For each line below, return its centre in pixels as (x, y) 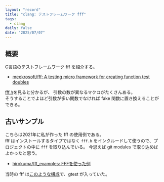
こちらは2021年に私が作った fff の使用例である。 (55, 135)
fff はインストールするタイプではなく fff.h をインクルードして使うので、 (80, 140)
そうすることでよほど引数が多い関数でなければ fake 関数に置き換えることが (82, 98)
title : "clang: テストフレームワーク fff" (46, 14)
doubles (20, 82)
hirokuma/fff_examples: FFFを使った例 (51, 163)
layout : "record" (23, 10)
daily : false (19, 28)
